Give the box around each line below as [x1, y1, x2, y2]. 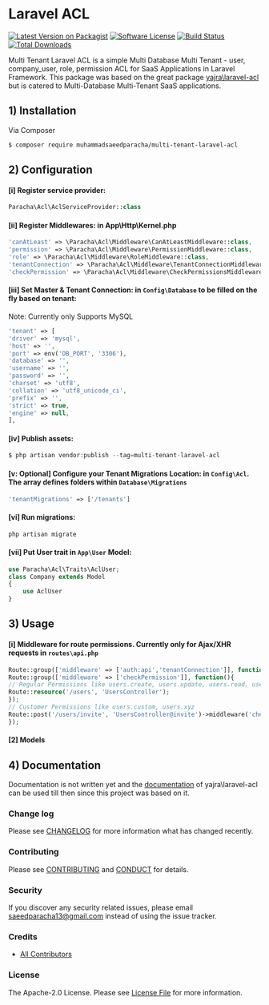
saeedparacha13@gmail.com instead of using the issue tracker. [8, 911, 218, 921]
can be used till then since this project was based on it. [8, 788, 190, 798]
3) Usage [8, 617, 54, 631]
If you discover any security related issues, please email [8, 902, 194, 912]
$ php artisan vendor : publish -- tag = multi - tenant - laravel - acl [8, 452, 220, 460]
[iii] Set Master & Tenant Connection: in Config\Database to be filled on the [8, 285, 258, 295]
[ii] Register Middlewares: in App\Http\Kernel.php [8, 220, 177, 230]
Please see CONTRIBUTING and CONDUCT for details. [8, 864, 189, 874]
